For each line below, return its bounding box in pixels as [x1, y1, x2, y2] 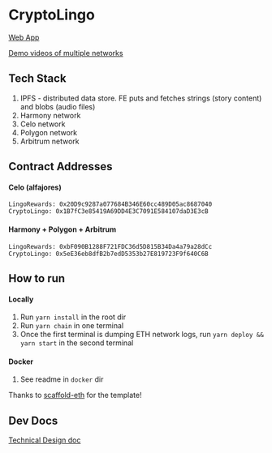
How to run [8, 271, 66, 285]
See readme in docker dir [19, 374, 104, 384]
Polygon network [19, 127, 78, 137]
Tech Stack [8, 71, 67, 86]
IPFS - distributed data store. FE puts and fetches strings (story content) [19, 93, 262, 103]
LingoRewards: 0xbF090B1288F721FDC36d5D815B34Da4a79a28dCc [8, 242, 213, 250]
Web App [8, 32, 40, 42]
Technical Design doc [8, 435, 81, 445]
